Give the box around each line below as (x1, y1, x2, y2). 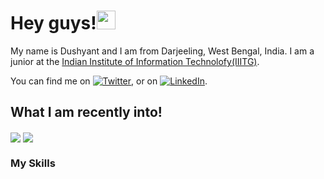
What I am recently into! (10, 104, 163, 121)
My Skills (10, 156, 56, 170)
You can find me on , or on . (10, 75, 208, 87)
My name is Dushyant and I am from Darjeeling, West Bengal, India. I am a (10, 45, 315, 57)
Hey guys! (10, 12, 97, 35)
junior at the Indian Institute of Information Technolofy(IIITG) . (10, 55, 260, 67)
